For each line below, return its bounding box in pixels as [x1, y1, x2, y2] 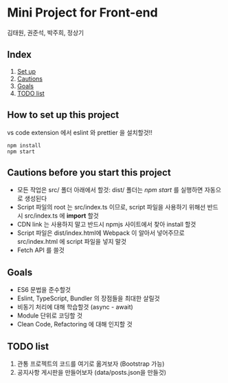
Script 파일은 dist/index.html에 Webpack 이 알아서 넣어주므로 [16, 229, 185, 237]
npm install [7, 142, 41, 149]
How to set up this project [7, 109, 119, 121]
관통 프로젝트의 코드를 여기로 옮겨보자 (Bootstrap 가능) [16, 360, 165, 368]
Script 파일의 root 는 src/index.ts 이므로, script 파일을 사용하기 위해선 [16, 203, 206, 211]
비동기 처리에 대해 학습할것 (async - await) [16, 303, 134, 311]
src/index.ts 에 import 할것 [24, 211, 100, 220]
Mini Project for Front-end [7, 5, 158, 21]
